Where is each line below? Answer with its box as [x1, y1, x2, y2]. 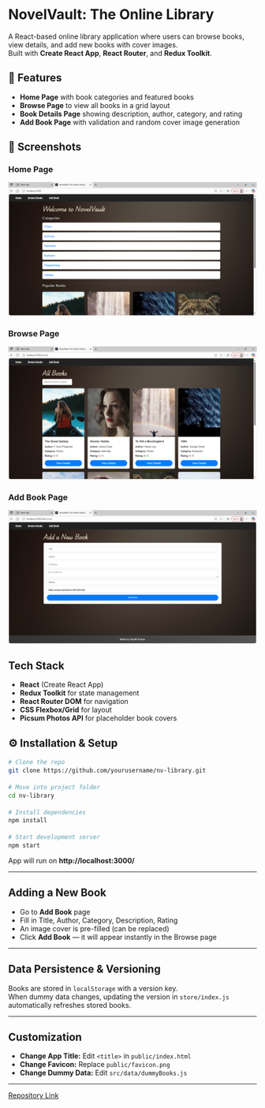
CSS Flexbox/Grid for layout [19, 705, 112, 715]
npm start [8, 842, 41, 850]
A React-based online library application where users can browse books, [8, 32, 244, 41]
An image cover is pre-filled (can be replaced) [19, 923, 170, 933]
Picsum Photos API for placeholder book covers [19, 713, 177, 723]
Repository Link [8, 1091, 59, 1100]
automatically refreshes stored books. [8, 1000, 132, 1009]
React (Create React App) [19, 680, 104, 690]
